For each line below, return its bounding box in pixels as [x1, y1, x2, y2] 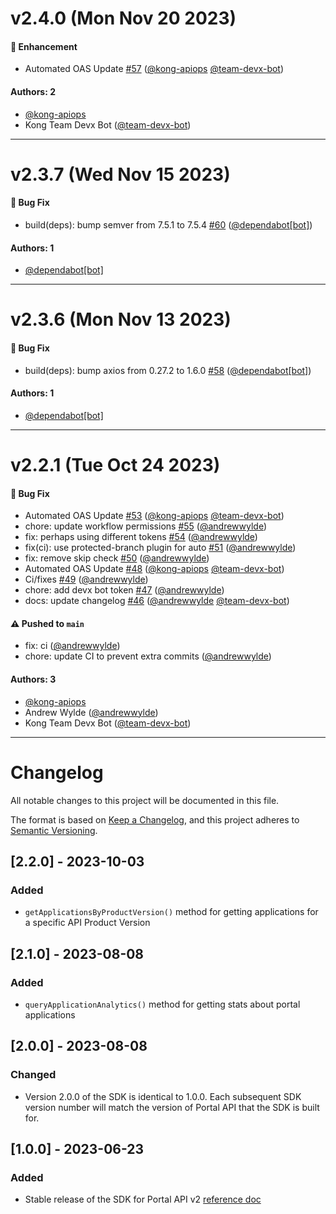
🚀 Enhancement [10, 40, 78, 52]
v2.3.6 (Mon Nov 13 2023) [10, 308, 232, 331]
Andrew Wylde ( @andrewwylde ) [24, 706, 159, 718]
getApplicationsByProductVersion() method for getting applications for [24, 906, 319, 918]
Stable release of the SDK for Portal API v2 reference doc [24, 1193, 262, 1206]
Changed [10, 1068, 57, 1082]
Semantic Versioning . [10, 824, 98, 836]
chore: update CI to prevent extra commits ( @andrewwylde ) [24, 650, 272, 662]
